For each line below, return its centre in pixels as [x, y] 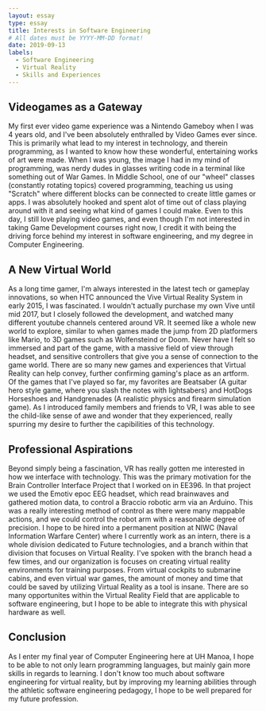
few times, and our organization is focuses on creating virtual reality [120, 561]
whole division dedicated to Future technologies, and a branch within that [128, 545]
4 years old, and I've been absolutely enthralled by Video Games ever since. [133, 135]
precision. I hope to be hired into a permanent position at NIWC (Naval [123, 528]
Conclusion [37, 637]
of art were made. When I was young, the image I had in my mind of [119, 160]
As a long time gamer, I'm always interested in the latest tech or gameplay [129, 289]
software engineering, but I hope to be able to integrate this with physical [128, 604]
